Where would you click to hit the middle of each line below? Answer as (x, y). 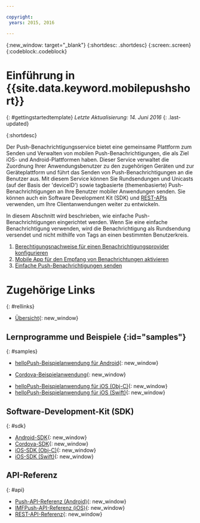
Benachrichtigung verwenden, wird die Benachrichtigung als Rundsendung (99, 229)
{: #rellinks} (20, 307)
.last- (174, 117)
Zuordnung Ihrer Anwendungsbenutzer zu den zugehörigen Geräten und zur (100, 166)
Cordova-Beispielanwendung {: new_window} (70, 374)
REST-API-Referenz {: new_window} (59, 514)
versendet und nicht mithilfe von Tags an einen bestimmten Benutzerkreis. (98, 235)
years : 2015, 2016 (32, 22)
